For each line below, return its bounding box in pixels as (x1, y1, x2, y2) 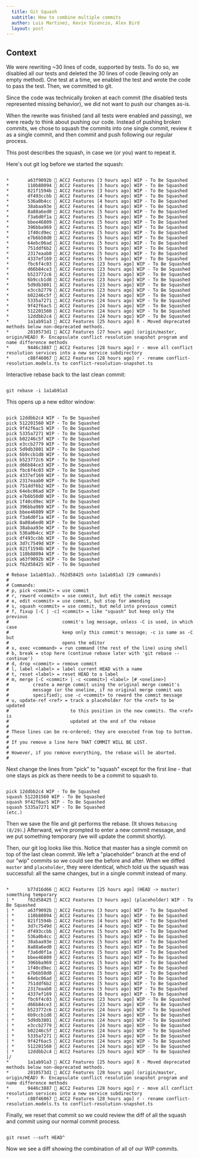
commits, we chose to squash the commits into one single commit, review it (6, 125, 192, 132)
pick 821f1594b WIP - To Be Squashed (6, 546, 100, 552)
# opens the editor (6, 640, 105, 646)
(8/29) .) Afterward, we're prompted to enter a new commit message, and (6, 826, 186, 834)
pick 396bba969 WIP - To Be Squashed (6, 504, 100, 510)
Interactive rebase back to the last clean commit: (6, 371, 126, 378)
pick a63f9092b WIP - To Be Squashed (6, 557, 100, 563)
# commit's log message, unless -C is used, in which (6, 619, 194, 625)
